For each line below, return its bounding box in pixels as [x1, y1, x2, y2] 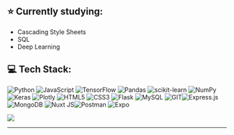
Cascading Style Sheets [17, 27, 86, 36]
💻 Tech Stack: [7, 63, 72, 75]
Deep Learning [17, 42, 61, 51]
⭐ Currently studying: [7, 6, 103, 17]
